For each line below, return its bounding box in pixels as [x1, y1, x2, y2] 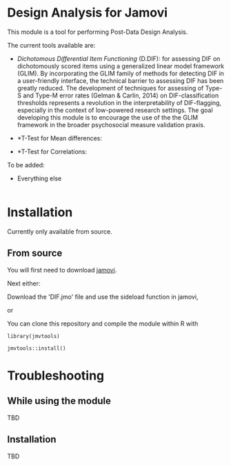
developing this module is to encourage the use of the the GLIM [17, 113, 199, 122]
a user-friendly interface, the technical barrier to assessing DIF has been [17, 76, 224, 84]
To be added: [7, 160, 45, 169]
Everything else [17, 174, 62, 183]
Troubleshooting [7, 368, 105, 383]
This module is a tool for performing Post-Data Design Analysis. [7, 28, 188, 36]
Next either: [7, 279, 41, 288]
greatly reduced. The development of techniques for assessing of [17, 84, 204, 92]
